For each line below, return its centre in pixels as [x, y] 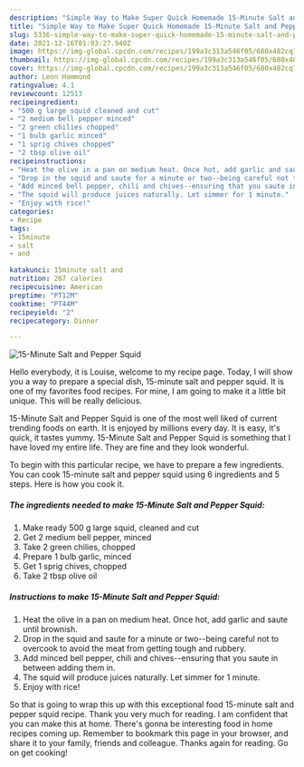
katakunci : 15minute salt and [66, 270]
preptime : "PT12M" [44, 296]
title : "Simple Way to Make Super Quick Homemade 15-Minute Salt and [143, 26]
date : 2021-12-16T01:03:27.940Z [70, 43]
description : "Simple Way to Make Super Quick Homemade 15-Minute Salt [147, 18]
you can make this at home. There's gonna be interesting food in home [141, 724]
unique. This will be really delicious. [76, 401]
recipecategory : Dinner [54, 321]
